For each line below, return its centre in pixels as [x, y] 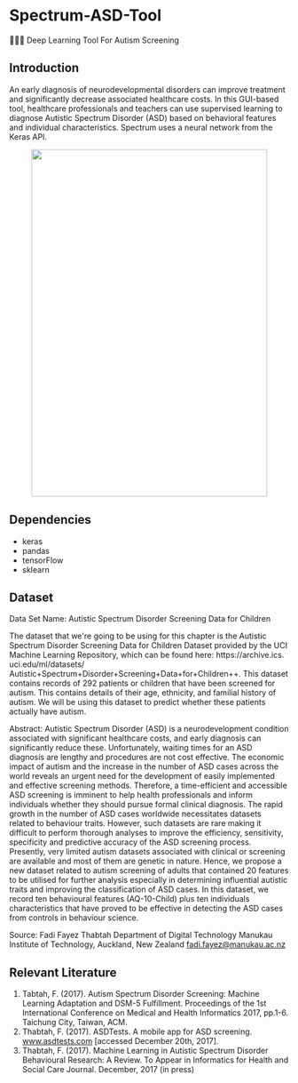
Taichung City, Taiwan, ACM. [75, 1023]
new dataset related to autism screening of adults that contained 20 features [149, 870]
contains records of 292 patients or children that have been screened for [142, 683]
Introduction [44, 68]
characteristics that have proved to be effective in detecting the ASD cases [146, 909]
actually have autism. [48, 711]
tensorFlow [43, 560]
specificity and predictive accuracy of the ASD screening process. [130, 842]
